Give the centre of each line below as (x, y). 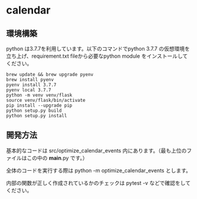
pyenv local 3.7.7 (29, 90)
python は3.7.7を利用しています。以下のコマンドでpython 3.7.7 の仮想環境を (98, 49)
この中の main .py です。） (57, 158)
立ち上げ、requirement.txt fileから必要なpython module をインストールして (97, 56)
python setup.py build (34, 111)
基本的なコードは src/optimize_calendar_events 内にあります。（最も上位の (96, 150)
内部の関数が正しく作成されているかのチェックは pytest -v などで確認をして (98, 183)
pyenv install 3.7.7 (32, 85)
